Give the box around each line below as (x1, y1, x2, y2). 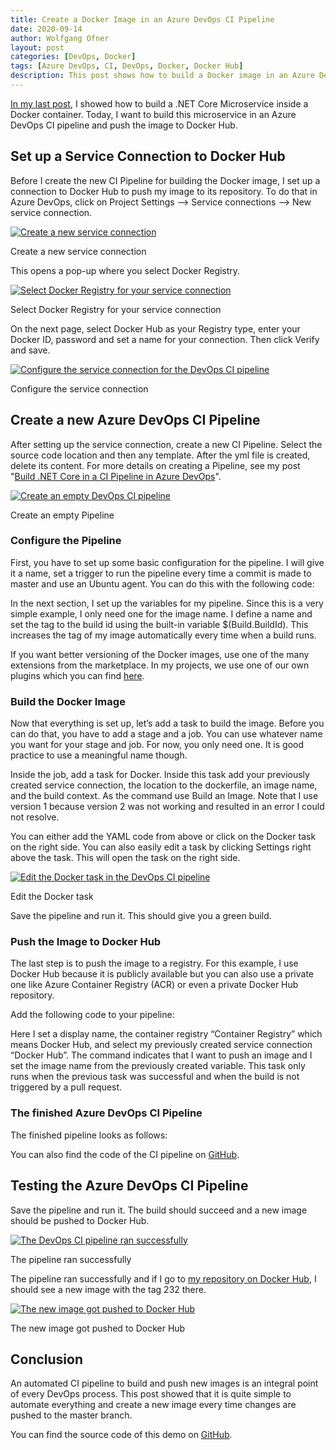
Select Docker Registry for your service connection (10, 303, 222, 315)
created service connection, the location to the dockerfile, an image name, (10, 779, 318, 791)
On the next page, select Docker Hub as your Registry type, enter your (10, 322, 301, 335)
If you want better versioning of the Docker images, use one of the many (10, 648, 310, 660)
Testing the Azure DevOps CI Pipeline (10, 1177, 249, 1195)
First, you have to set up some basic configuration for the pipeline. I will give (10, 556, 325, 568)
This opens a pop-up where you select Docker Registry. (10, 264, 241, 276)
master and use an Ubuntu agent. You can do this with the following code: (10, 577, 315, 590)
